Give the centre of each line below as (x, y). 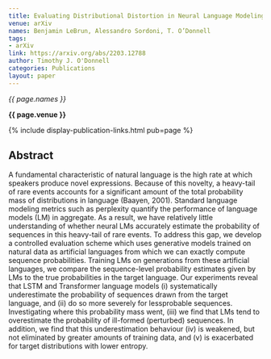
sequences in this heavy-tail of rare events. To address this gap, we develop (135, 235)
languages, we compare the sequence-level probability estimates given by (132, 269)
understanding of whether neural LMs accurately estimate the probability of (134, 226)
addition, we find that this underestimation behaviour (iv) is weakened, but (132, 329)
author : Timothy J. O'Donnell (59, 61)
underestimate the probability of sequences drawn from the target (118, 294)
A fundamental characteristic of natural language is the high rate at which (130, 175)
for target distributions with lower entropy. (78, 346)
